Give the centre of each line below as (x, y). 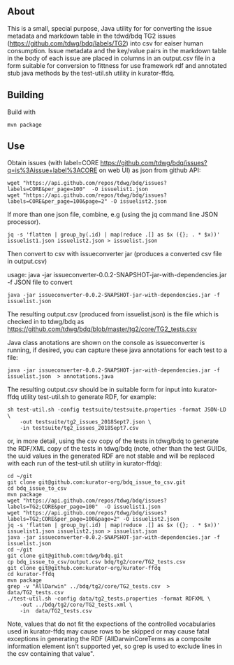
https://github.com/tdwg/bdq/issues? (154, 163)
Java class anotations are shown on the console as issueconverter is (106, 343)
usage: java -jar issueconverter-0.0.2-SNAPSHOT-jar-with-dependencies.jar (117, 275)
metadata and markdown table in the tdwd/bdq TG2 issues (92, 36)
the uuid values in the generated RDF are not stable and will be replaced (111, 456)
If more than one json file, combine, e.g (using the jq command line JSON (113, 215)
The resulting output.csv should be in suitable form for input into (100, 390)
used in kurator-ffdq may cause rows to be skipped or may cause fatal (108, 631)
